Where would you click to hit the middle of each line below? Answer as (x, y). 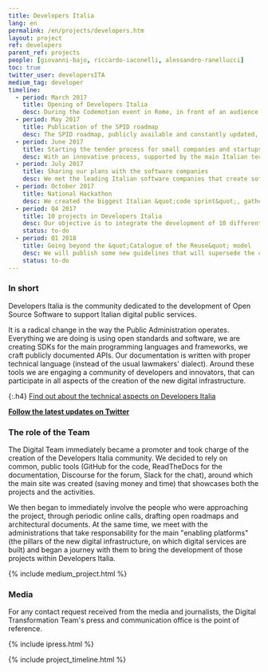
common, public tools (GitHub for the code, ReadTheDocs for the (116, 467)
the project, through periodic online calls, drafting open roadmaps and (124, 516)
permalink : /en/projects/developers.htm (77, 30)
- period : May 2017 (48, 120)
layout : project (35, 38)
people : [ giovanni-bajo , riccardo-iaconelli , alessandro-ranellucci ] (126, 61)
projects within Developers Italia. (62, 559)
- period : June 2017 (49, 142)
